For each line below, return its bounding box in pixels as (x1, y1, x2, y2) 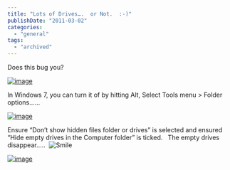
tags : (7, 37, 23, 44)
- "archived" (14, 43, 53, 51)
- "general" (14, 30, 50, 38)
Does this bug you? (7, 63, 64, 71)
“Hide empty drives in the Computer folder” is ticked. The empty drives (7, 133, 219, 142)
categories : (7, 23, 43, 31)
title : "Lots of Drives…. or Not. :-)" (7, 10, 132, 18)
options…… (7, 98, 41, 107)
